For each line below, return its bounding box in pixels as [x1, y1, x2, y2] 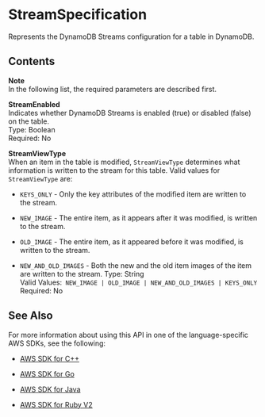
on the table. [8, 117, 50, 126]
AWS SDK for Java [19, 384, 81, 394]
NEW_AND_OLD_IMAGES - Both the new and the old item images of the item [19, 260, 252, 270]
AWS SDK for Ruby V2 [19, 400, 93, 409]
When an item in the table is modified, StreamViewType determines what [8, 157, 240, 166]
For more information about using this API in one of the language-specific [8, 330, 248, 339]
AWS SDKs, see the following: [8, 339, 106, 348]
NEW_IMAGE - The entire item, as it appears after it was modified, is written [19, 212, 258, 223]
